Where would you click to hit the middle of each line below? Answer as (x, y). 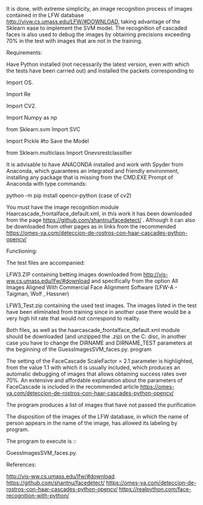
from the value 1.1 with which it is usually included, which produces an (93, 367)
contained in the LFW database (45, 15)
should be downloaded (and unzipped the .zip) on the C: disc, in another (96, 336)
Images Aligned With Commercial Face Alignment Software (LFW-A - (92, 287)
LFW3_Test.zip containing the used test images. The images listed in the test (101, 305)
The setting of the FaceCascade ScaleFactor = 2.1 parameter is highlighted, (100, 361)
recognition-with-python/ (38, 496)
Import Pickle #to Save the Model (48, 141)
